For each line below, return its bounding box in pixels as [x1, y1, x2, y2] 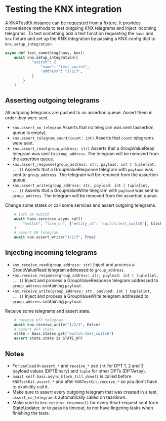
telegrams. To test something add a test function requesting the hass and [5, 30, 154, 36]
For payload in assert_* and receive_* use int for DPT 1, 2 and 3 [12, 363, 144, 369]
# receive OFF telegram [14, 318, 63, 323]
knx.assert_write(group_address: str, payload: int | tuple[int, [12, 183, 150, 188]
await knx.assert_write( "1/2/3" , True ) [14, 235, 96, 240]
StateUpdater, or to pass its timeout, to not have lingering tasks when [12, 405, 153, 411]
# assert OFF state [14, 327, 54, 332]
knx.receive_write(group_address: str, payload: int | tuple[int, [12, 288, 152, 294]
